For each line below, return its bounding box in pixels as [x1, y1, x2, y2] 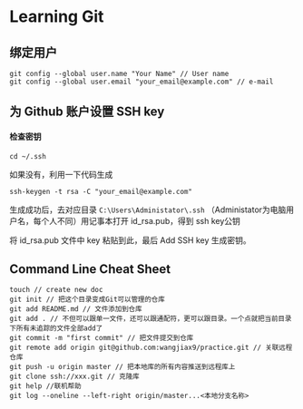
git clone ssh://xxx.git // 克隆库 [9, 372, 140, 382]
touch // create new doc [9, 286, 103, 295]
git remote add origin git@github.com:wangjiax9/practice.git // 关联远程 [9, 343, 293, 353]
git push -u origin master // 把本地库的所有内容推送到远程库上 [9, 363, 236, 372]
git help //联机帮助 [9, 382, 82, 391]
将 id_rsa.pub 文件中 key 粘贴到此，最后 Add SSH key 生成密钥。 [9, 234, 251, 246]
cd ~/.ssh [9, 151, 47, 161]
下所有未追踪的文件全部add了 [9, 324, 103, 333]
